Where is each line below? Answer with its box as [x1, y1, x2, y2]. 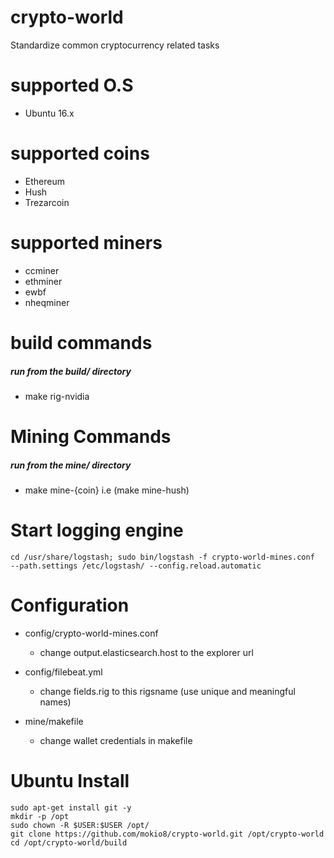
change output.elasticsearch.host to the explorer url [39, 646, 254, 658]
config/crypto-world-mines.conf [24, 627, 159, 639]
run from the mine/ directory [10, 459, 132, 471]
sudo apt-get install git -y [10, 802, 132, 813]
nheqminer [24, 296, 70, 308]
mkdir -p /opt [10, 811, 70, 821]
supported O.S [10, 74, 134, 97]
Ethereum [24, 175, 65, 187]
